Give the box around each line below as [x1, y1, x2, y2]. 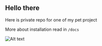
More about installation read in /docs [5, 26, 79, 32]
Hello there [5, 4, 40, 12]
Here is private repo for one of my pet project [5, 17, 98, 23]
